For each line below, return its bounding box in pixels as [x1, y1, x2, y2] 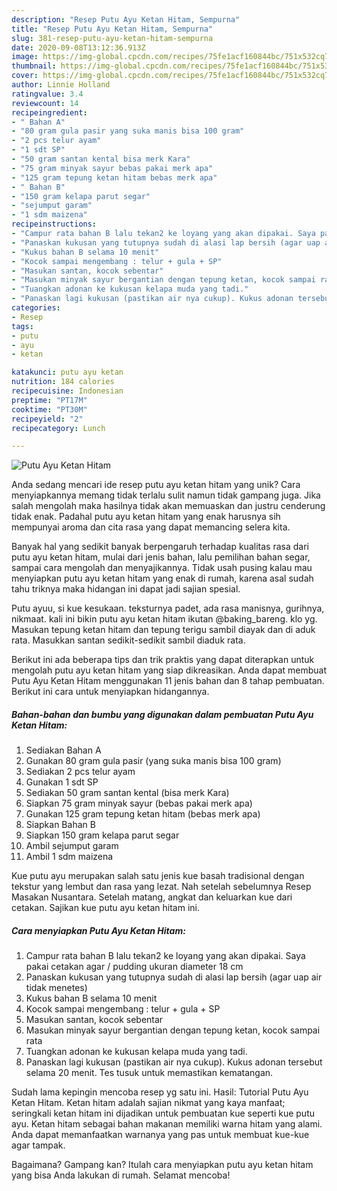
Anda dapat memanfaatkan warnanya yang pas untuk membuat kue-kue [11, 1129, 310, 1141]
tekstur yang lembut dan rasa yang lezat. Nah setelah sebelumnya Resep [11, 881, 312, 893]
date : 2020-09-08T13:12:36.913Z [11, 42, 146, 53]
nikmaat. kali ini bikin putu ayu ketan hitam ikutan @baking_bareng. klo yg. [11, 613, 318, 625]
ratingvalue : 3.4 [11, 89, 84, 99]
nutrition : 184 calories [11, 377, 115, 387]
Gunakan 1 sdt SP [25, 776, 99, 788]
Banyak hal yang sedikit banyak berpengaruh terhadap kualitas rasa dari [11, 541, 309, 553]
